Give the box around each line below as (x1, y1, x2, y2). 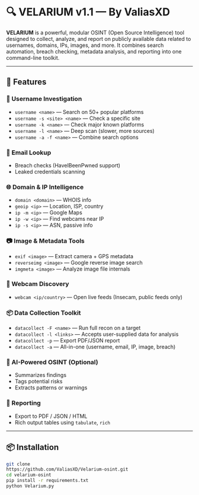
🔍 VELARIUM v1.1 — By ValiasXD (6, 5, 171, 19)
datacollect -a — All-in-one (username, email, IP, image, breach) (14, 343, 176, 351)
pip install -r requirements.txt (6, 478, 89, 484)
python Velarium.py (6, 483, 54, 489)
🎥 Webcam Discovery (6, 280, 69, 288)
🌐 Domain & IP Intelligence (6, 183, 84, 191)
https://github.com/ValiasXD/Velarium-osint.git (6, 467, 129, 472)
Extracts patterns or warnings (14, 384, 88, 391)
